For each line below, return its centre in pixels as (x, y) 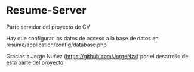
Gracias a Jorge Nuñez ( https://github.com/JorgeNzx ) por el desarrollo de (97, 56)
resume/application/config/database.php (57, 45)
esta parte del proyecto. (36, 62)
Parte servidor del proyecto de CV (48, 27)
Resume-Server (46, 10)
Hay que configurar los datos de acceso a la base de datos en (83, 38)
